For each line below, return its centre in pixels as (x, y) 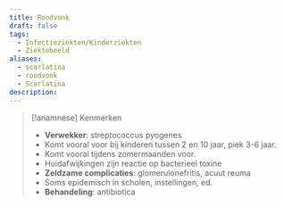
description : (33, 92)
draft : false (33, 26)
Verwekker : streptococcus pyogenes (113, 135)
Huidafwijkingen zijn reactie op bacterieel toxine (133, 163)
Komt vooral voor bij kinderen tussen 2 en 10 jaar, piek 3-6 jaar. (160, 144)
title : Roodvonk (39, 17)
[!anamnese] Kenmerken (76, 118)
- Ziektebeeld (43, 51)
